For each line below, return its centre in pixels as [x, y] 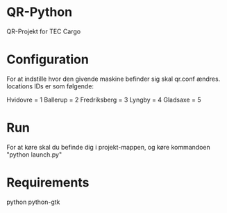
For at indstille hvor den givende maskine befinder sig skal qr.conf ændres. [113, 79]
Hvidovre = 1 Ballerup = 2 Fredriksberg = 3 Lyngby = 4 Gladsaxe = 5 [104, 100]
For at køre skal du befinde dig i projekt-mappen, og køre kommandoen [109, 147]
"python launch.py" [34, 155]
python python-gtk [33, 202]
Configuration [48, 60]
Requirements [48, 182]
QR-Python [40, 12]
